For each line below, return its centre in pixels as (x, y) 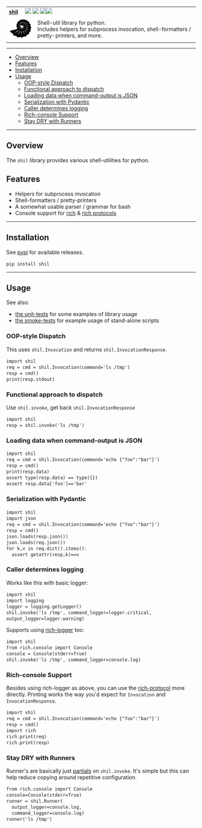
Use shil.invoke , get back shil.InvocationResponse (71, 407)
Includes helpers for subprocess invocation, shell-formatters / (114, 29)
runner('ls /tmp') (29, 820)
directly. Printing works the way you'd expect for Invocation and (86, 695)
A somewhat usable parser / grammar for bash (73, 206)
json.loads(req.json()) (36, 542)
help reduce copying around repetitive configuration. (72, 777)
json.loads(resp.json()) (37, 536)
